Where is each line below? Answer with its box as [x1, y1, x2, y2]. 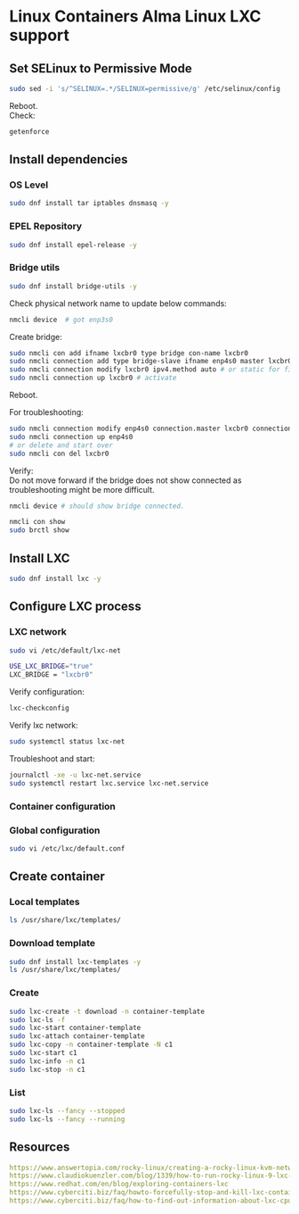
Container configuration [9, 800, 116, 812]
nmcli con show [9, 518, 66, 527]
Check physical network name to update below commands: [9, 297, 227, 309]
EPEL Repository [9, 220, 83, 233]
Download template [9, 937, 96, 950]
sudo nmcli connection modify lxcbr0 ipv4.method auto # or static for [9, 365, 280, 374]
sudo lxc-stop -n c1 [9, 1065, 86, 1074]
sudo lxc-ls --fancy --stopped [9, 1106, 125, 1115]
